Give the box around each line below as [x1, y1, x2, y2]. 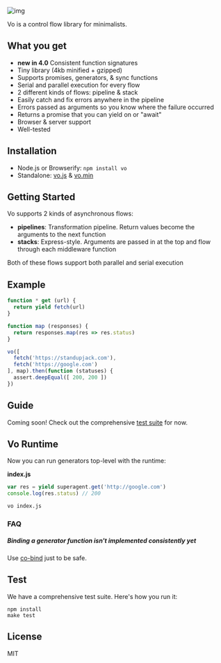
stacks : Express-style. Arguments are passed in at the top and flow [17, 238, 211, 246]
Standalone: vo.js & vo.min [17, 171, 94, 179]
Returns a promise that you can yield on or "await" [17, 110, 162, 118]
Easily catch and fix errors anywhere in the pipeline [17, 95, 165, 104]
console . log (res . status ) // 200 [7, 490, 101, 497]
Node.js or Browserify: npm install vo [17, 163, 127, 172]
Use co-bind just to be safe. [7, 553, 87, 562]
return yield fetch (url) [13, 304, 85, 311]
